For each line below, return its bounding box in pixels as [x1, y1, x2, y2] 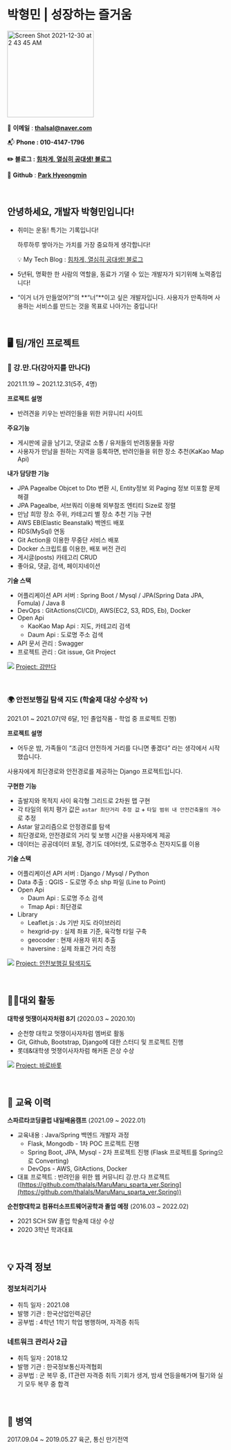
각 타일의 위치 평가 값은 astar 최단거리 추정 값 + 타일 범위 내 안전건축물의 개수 [17, 805, 221, 814]
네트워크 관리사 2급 [7, 1337, 68, 1346]
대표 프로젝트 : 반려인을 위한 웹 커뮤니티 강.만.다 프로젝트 [17, 1173, 171, 1181]
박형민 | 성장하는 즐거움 [7, 7, 132, 23]
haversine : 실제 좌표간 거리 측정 [27, 944, 116, 953]
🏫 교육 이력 [7, 1096, 52, 1108]
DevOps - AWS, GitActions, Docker [27, 1164, 128, 1173]
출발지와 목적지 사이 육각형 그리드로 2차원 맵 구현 [17, 796, 151, 805]
